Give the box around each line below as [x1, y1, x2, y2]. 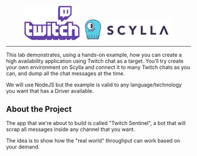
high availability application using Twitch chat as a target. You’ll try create [6, 57, 184, 64]
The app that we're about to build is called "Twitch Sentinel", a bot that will [6, 120, 186, 127]
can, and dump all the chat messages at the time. [6, 70, 125, 77]
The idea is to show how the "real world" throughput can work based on [6, 137, 181, 144]
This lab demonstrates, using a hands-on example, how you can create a [6, 51, 182, 58]
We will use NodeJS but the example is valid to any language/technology [6, 81, 182, 88]
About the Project [6, 104, 72, 114]
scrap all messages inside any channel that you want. [6, 126, 135, 133]
